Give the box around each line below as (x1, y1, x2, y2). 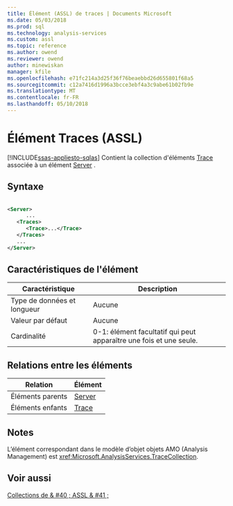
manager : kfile (7, 68, 51, 75)
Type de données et (10, 296, 76, 305)
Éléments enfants (10, 403, 67, 413)
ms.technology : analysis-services (7, 29, 107, 37)
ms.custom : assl (7, 36, 54, 43)
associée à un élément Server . (7, 160, 96, 169)
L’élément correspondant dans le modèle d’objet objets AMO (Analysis (7, 445, 208, 453)
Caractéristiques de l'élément (7, 264, 139, 276)
